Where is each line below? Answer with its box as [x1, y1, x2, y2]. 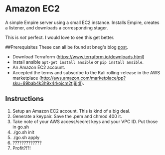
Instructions [5, 95, 44, 103]
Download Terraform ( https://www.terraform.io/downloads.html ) [12, 53, 145, 60]
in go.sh [12, 124, 29, 130]
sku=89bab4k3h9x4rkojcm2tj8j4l [12, 80, 81, 86]
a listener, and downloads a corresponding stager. [5, 24, 108, 30]
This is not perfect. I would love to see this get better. [5, 34, 115, 40]
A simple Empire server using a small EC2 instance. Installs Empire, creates [5, 19, 160, 25]
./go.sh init [12, 129, 35, 135]
